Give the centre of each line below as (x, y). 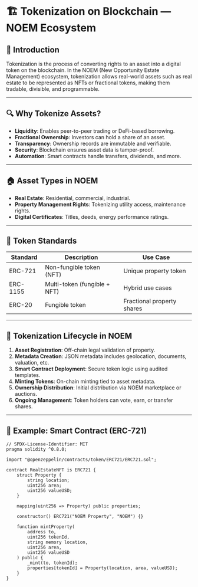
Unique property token (155, 271)
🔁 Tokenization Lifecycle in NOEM (69, 336)
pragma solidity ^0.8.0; (37, 450)
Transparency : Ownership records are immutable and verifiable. (93, 143)
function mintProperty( (46, 527)
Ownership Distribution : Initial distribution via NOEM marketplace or (98, 388)
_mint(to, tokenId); (52, 563)
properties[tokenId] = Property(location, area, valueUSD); (103, 568)
